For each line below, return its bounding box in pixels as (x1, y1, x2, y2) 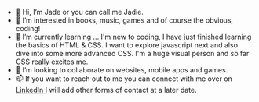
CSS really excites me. (15, 57, 89, 66)
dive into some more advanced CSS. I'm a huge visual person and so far (15, 49, 250, 58)
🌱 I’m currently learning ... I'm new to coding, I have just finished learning (15, 32, 252, 41)
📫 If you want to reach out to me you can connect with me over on (15, 74, 233, 83)
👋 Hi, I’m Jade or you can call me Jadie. (15, 8, 144, 16)
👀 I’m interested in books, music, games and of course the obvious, (15, 16, 234, 25)
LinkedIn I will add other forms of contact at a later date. (15, 86, 198, 94)
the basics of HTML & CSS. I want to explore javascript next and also (15, 40, 238, 50)
